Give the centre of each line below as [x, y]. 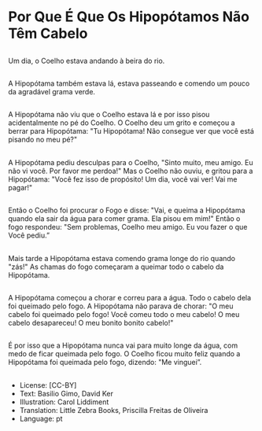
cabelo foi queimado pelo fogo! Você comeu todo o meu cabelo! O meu [124, 314]
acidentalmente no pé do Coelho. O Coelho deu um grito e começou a [122, 123]
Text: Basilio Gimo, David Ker [66, 393]
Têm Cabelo [48, 33]
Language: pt [41, 418]
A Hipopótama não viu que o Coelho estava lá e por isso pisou [109, 115]
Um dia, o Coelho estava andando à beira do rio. [87, 61]
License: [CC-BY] [48, 385]
